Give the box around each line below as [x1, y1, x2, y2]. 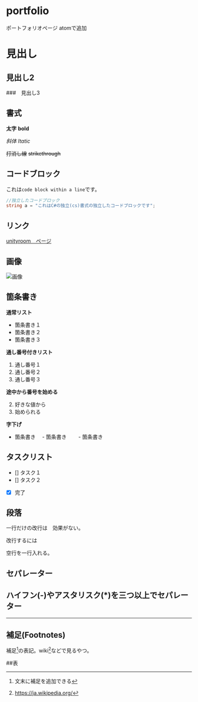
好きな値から [14, 401, 46, 408]
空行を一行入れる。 [6, 549, 53, 556]
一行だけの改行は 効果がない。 [6, 525, 84, 532]
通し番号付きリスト [6, 348, 53, 355]
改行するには [6, 537, 37, 544]
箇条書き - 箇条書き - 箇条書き [14, 433, 103, 440]
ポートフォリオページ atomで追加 [6, 24, 87, 31]
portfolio [6, 4, 49, 18]
